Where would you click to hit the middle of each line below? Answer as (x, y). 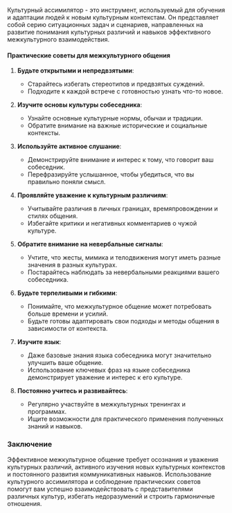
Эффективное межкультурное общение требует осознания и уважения (113, 459)
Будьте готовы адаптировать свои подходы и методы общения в (123, 321)
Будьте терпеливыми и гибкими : (67, 293)
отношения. (25, 503)
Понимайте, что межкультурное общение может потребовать (119, 307)
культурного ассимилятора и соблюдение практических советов (104, 481)
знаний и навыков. (55, 426)
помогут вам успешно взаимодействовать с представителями (100, 489)
